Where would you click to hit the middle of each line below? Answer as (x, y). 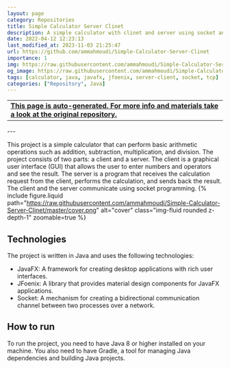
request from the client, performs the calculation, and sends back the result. (115, 181)
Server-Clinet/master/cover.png (52, 211)
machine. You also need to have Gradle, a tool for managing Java (99, 350)
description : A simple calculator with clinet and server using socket (111, 33)
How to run (31, 327)
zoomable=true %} (60, 217)
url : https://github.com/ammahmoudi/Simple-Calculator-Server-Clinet (108, 52)
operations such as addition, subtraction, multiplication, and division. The (110, 152)
